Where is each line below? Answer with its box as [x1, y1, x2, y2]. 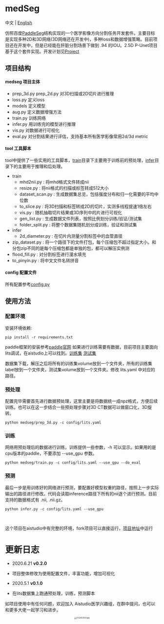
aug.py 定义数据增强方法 [12, 109, 62, 115]
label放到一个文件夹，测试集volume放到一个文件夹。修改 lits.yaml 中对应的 [5, 366, 155, 372]
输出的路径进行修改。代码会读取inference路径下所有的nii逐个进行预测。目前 [5, 490, 157, 496]
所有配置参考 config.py [5, 281, 50, 287]
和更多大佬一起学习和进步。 [5, 607, 61, 613]
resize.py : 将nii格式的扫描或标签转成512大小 [19, 185, 109, 191]
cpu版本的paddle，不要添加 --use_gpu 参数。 [5, 450, 97, 456]
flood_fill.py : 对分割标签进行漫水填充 [12, 251, 86, 257]
